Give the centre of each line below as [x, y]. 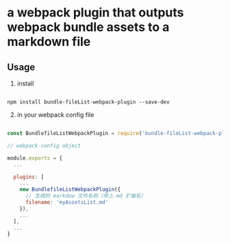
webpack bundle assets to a [88, 27]
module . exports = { [35, 158]
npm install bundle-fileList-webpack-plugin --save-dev [88, 102]
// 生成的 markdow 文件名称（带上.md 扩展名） [85, 196]
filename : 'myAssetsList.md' [67, 202]
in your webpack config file [55, 115]
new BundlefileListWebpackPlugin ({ [70, 190]
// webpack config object [44, 145]
